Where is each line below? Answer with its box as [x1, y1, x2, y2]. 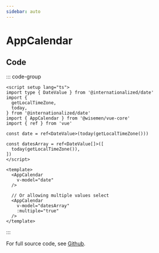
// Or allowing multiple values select [11, 192, 110, 198]
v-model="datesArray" [16, 202, 69, 209]
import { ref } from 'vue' [6, 120, 72, 126]
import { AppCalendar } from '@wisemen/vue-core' [6, 115, 131, 121]
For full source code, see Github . [6, 239, 86, 247]
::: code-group [6, 73, 41, 80]
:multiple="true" [16, 208, 59, 214]
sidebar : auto [6, 8, 41, 15]
